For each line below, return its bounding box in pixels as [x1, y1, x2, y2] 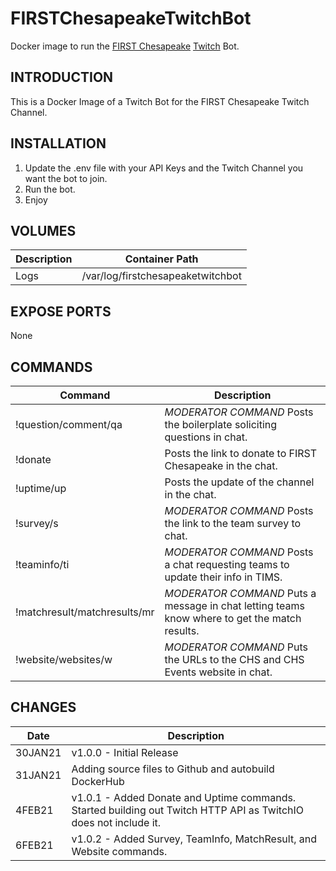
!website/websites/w [15, 653, 113, 666]
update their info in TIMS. [164, 570, 283, 584]
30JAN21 [15, 745, 62, 759]
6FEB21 [15, 838, 54, 852]
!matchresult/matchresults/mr [15, 605, 155, 619]
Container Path [124, 252, 199, 266]
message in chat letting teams [164, 599, 306, 612]
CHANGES [10, 699, 77, 716]
